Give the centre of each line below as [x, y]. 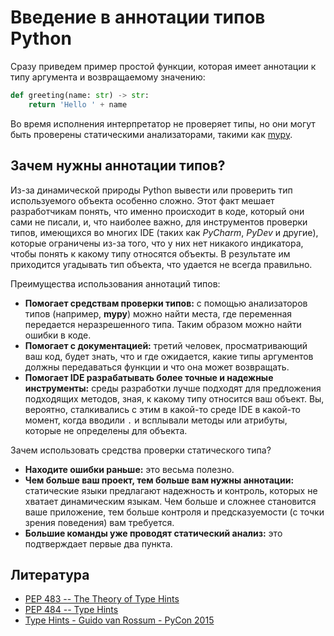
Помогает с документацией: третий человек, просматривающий [166, 345]
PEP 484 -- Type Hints [71, 610]
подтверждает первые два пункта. [98, 543]
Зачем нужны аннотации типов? [118, 166]
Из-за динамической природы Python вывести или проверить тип [151, 190]
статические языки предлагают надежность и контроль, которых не [171, 490]
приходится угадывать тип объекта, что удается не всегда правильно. [161, 264]
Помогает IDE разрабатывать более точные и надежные [149, 377]
